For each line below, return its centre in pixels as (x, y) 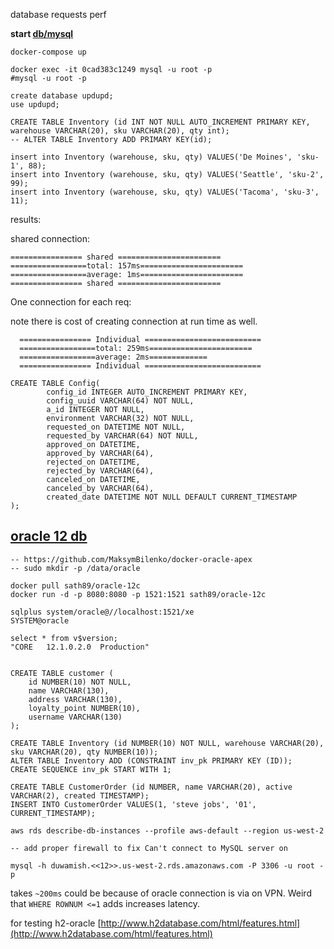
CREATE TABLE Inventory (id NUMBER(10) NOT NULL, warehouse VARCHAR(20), (167, 743)
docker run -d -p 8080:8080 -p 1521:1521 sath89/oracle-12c (138, 594)
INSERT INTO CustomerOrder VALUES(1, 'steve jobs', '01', (133, 804)
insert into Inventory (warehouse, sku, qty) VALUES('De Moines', (151, 157)
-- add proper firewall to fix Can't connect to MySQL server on (149, 848)
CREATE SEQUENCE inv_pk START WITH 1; (91, 769)
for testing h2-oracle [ (56, 923)
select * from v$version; (64, 638)
